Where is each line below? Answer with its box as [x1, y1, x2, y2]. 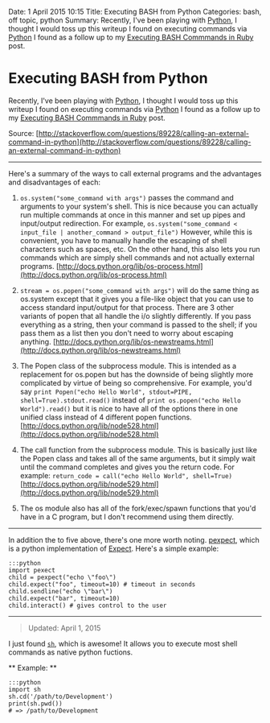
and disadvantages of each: [8, 177, 100, 187]
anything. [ [19, 337, 56, 346]
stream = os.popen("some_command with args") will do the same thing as [19, 285, 260, 295]
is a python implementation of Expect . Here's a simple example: [8, 543, 219, 553]
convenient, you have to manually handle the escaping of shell [19, 235, 227, 245]
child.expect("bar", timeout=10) [8, 594, 121, 602]
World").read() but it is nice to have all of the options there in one [19, 403, 239, 413]
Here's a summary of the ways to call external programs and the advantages [8, 168, 262, 178]
